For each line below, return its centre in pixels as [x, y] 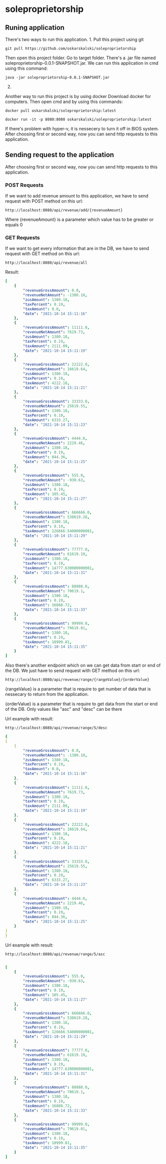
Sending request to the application [60, 155]
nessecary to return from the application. [47, 694]
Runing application [35, 28]
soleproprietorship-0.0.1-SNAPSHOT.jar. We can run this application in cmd [82, 63]
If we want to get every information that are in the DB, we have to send [77, 248]
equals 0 [14, 225]
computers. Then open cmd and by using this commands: [64, 101]
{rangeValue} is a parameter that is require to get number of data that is [78, 689]
